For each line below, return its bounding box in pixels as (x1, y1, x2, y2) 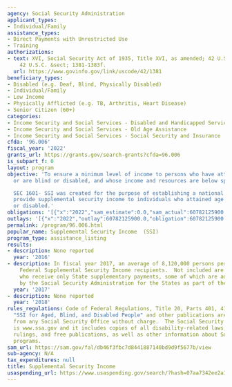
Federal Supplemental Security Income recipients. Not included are (19, 267, 224, 274)
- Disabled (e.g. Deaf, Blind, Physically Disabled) (7, 81, 162, 88)
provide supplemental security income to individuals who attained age (13, 196, 224, 203)
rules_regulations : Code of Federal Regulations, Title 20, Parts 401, (7, 305, 217, 312)
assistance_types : (7, 29, 60, 37)
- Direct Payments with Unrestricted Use (7, 36, 128, 43)
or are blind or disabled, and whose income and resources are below (13, 177, 217, 184)
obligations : (7, 209, 45, 216)
